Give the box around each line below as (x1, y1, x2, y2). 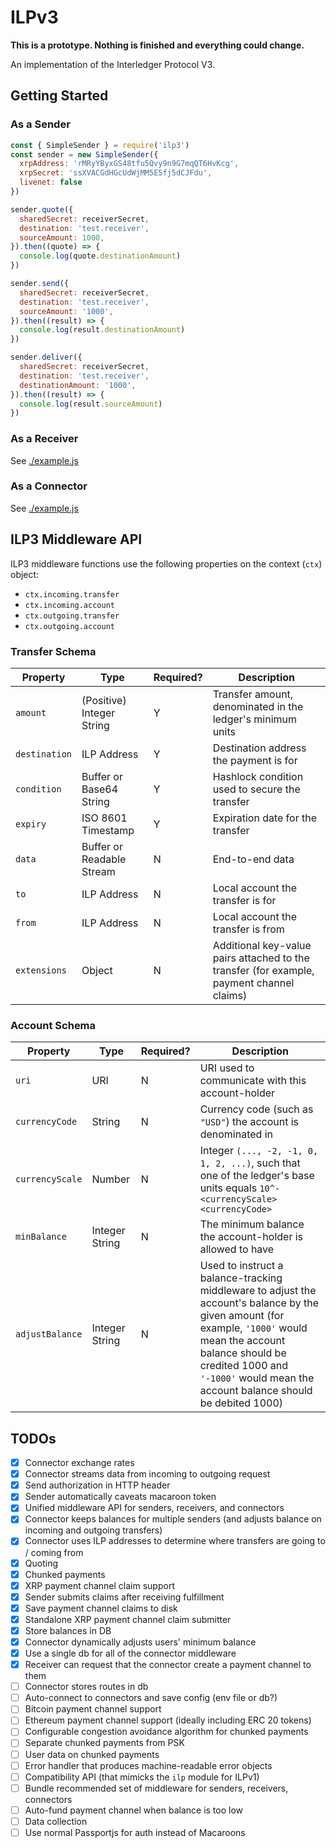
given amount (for (199, 1309, 285, 1323)
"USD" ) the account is (199, 1115, 300, 1129)
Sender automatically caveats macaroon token (24, 1491, 217, 1503)
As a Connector (10, 479, 88, 493)
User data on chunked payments (24, 1748, 160, 1760)
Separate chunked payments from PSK (24, 1737, 185, 1749)
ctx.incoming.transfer (24, 589, 120, 600)
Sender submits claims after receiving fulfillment (24, 1591, 225, 1603)
